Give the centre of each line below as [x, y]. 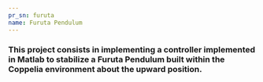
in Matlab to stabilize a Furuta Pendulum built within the [117, 59]
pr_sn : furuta [31, 15]
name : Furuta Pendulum [45, 23]
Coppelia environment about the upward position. [105, 70]
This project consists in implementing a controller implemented [132, 50]
